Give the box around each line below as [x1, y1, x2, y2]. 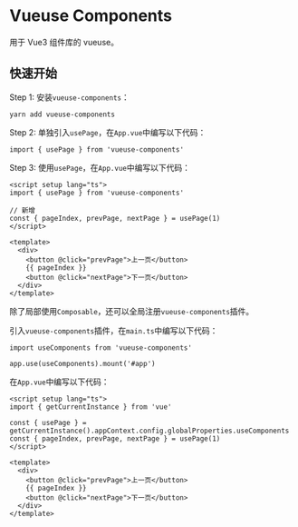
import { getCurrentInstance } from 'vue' [9, 402, 172, 412]
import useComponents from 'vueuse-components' [9, 343, 193, 353]
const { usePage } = [9, 418, 88, 427]
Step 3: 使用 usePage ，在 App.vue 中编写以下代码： [9, 162, 190, 173]
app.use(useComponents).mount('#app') [9, 359, 156, 368]
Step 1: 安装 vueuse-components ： [9, 92, 130, 103]
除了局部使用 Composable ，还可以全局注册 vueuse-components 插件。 [9, 305, 255, 316]
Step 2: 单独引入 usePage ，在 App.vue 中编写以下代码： [9, 126, 207, 137]
